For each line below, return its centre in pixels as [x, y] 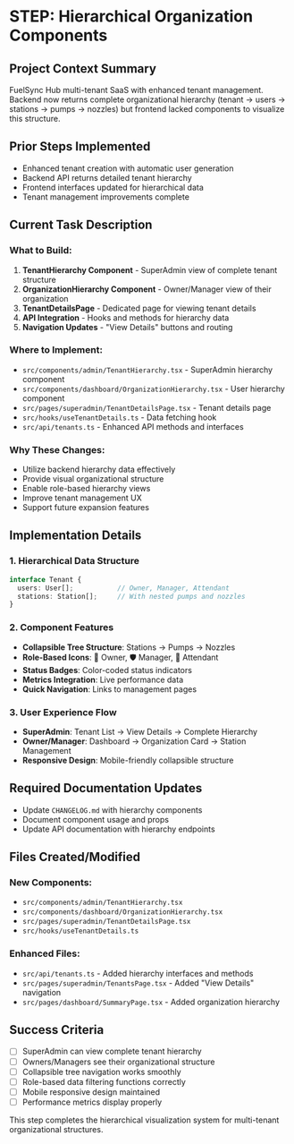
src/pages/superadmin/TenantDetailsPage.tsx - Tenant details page [147, 407]
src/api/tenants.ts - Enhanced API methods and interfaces [133, 426]
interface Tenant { [46, 579]
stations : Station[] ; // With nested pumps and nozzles [131, 596]
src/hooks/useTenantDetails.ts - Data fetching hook [119, 417]
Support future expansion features [86, 508]
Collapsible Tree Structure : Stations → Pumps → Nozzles [129, 647]
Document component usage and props [96, 819]
